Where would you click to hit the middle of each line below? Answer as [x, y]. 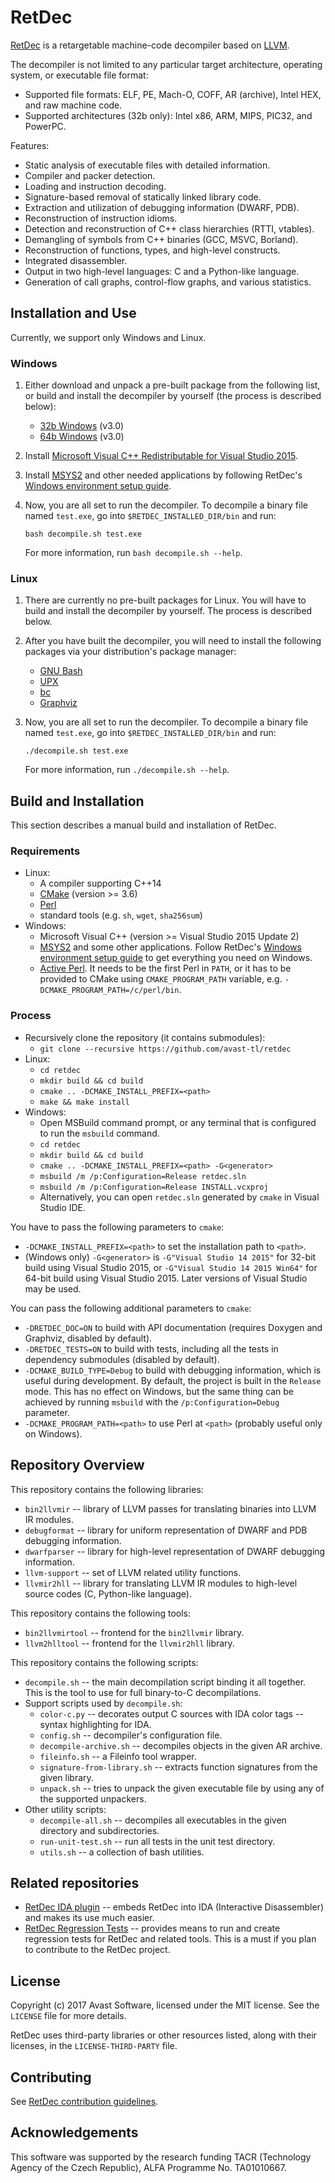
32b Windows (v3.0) [82, 426]
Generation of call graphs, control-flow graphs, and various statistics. [168, 282]
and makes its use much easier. [89, 1918]
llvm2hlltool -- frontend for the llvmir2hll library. [129, 1643]
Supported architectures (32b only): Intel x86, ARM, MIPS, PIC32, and [168, 115]
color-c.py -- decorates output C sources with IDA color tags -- [171, 1713]
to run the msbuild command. [99, 1133]
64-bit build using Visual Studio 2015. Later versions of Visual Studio [166, 1278]
